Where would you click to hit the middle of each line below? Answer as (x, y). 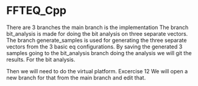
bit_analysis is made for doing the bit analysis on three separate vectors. (97, 33)
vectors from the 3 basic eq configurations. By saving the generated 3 (94, 47)
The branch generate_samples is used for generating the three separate (97, 40)
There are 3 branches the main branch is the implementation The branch (97, 27)
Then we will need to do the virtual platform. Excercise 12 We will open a (97, 71)
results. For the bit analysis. (41, 59)
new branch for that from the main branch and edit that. (76, 78)
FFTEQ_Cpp (37, 11)
